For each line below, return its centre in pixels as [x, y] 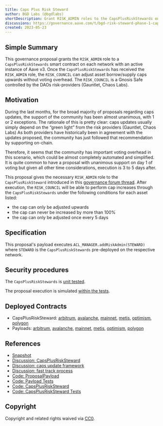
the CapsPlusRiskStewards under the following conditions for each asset [76, 192]
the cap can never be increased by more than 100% [64, 212]
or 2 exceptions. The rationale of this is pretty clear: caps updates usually [78, 122]
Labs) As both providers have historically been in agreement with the [74, 132]
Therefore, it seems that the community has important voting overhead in [78, 152]
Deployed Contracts [36, 306]
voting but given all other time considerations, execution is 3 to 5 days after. [81, 168]
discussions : [18, 23]
